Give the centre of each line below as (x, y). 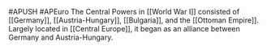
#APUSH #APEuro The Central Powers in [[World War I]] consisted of (124, 12)
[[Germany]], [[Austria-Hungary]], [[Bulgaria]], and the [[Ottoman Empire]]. (134, 20)
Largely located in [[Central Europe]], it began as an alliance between (125, 29)
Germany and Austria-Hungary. (61, 37)
